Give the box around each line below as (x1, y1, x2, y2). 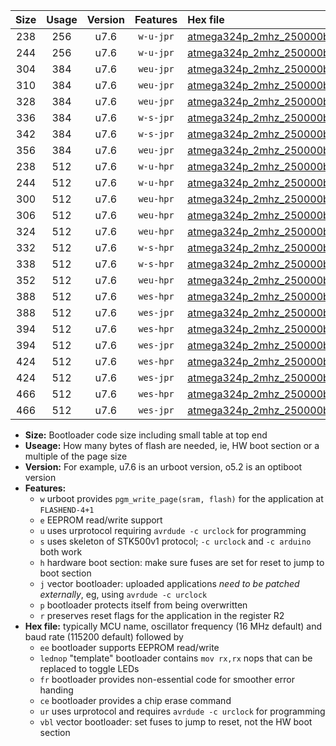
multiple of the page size (24, 450, 128, 462)
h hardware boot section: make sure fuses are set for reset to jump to (39, 557, 325, 568)
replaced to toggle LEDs (39, 663, 140, 674)
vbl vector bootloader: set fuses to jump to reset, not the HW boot (39, 716, 313, 728)
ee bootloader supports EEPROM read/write (39, 642, 220, 653)
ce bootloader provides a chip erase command (39, 695, 232, 706)
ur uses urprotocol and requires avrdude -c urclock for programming (39, 705, 326, 717)
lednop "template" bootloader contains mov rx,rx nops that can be (39, 652, 313, 664)
